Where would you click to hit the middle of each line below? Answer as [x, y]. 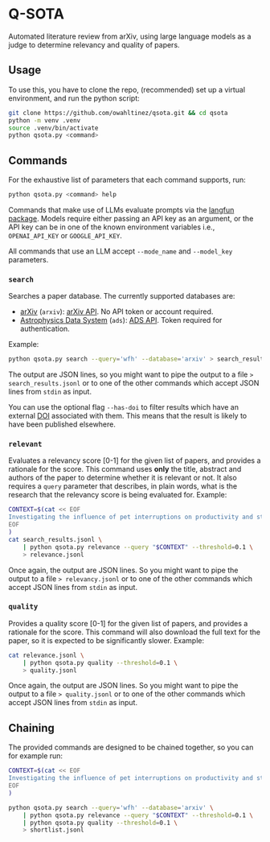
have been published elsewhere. [62, 424]
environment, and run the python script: [74, 98]
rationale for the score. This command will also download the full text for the [135, 632]
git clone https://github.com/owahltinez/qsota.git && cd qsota [118, 113]
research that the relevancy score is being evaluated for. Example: [118, 495]
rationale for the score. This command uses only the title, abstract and [125, 469]
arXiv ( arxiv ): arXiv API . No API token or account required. [117, 312]
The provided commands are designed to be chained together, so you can [131, 747]
